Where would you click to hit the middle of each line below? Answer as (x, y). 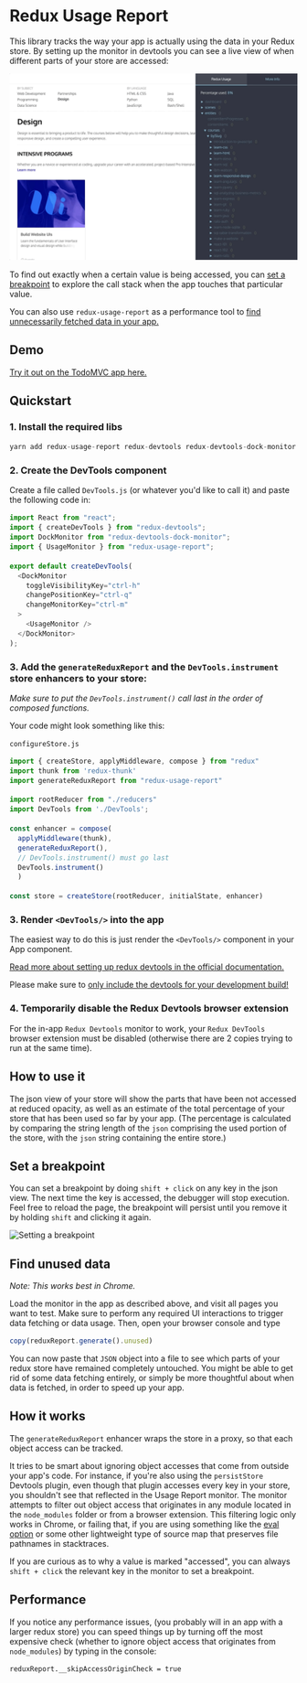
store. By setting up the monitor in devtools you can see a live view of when (152, 50)
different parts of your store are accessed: (89, 60)
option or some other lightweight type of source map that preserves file (144, 1534)
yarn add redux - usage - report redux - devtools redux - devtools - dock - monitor (153, 447)
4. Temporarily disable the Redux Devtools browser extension (149, 1009)
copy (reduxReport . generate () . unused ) (81, 1341)
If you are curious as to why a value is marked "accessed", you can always (150, 1561)
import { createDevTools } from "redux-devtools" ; (108, 528)
